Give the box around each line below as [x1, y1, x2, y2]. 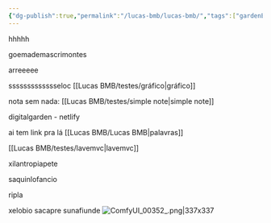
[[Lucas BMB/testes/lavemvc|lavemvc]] [8, 142, 140, 153]
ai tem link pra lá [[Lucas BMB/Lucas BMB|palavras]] [8, 127, 184, 137]
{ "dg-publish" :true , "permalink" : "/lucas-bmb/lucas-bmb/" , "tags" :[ [8, 11, 236, 20]
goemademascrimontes [8, 49, 87, 59]
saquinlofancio [8, 174, 58, 184]
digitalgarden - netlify [8, 112, 81, 122]
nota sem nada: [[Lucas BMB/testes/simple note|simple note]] [8, 96, 215, 105]
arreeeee [8, 65, 39, 75]
